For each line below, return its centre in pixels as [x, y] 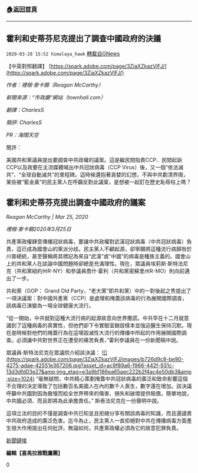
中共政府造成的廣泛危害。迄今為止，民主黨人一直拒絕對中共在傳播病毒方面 [96, 420]
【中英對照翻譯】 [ [29, 66]
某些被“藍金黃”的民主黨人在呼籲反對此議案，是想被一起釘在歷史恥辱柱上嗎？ [99, 182]
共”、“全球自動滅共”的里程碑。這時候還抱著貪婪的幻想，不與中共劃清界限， [97, 175]
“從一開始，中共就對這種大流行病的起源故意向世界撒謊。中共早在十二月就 [95, 318]
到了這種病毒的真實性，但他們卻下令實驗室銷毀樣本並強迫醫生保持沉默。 [99, 325]
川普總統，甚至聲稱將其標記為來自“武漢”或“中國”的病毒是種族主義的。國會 [96, 256]
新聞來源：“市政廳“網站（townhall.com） [56, 98]
